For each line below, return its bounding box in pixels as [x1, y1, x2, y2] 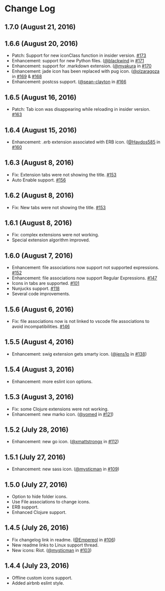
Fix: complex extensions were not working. [11, 232, 99, 238]
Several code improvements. [11, 291, 70, 297]
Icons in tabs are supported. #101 [11, 280, 80, 286]
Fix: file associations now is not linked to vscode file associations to [11, 318, 150, 324]
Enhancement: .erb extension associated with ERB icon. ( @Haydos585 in [11, 139, 161, 145]
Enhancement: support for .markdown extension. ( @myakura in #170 [11, 63, 152, 69]
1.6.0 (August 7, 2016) [4, 251, 73, 260]
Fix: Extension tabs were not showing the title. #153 [11, 172, 117, 178]
